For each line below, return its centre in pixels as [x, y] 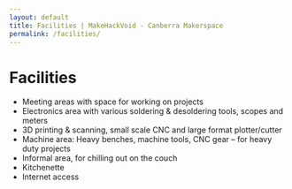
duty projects [46, 149]
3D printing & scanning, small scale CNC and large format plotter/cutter [152, 130]
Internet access [50, 177]
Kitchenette [43, 168]
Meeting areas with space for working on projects [112, 102]
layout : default [39, 17]
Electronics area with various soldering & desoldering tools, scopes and [153, 111]
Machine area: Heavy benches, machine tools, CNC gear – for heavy [147, 140]
